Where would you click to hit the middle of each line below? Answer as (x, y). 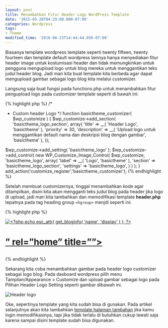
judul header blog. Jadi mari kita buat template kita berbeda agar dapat (79, 73)
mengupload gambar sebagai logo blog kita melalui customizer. (71, 79)
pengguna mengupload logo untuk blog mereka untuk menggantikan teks (81, 68)
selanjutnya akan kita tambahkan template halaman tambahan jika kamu (80, 310)
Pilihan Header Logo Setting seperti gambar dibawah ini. (64, 285)
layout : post (19, 10)
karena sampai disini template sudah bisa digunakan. (60, 320)
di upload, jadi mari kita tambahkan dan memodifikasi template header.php (83, 197)
